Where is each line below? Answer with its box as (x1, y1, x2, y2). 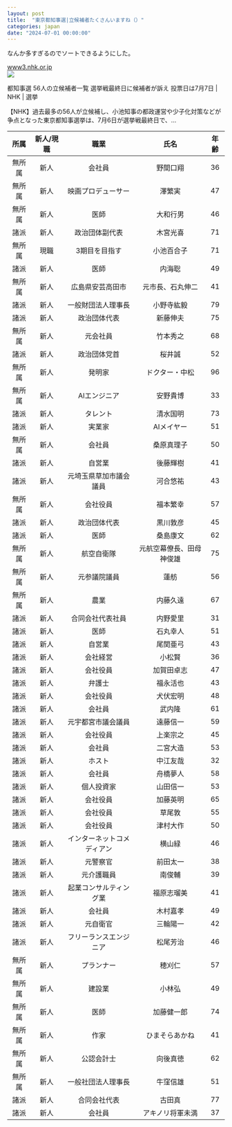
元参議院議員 (77, 572, 119, 582)
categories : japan (7, 23, 60, 30)
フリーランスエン (68, 932, 123, 942)
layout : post (7, 10, 45, 17)
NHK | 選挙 (7, 93, 38, 101)
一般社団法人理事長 (67, 1077, 130, 1087)
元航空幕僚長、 (139, 543, 188, 553)
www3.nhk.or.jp (7, 63, 52, 71)
